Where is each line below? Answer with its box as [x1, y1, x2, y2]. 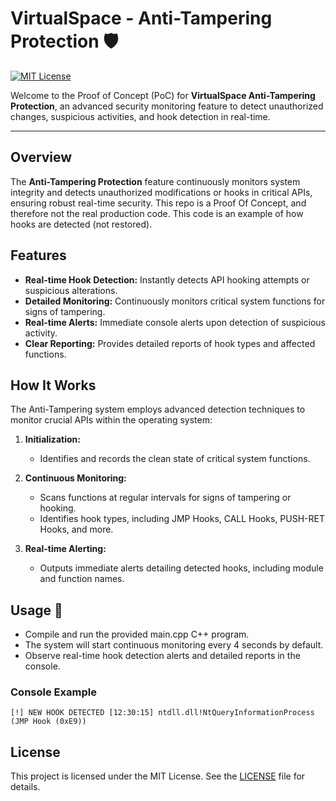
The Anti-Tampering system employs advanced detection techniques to [10, 403, 306, 416]
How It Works [10, 377, 97, 394]
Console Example [10, 685, 97, 699]
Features [10, 247, 67, 264]
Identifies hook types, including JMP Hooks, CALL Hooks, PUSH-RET [39, 513, 326, 525]
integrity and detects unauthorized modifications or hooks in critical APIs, [10, 186, 313, 198]
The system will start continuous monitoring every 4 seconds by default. [24, 639, 324, 651]
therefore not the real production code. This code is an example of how [10, 207, 304, 219]
